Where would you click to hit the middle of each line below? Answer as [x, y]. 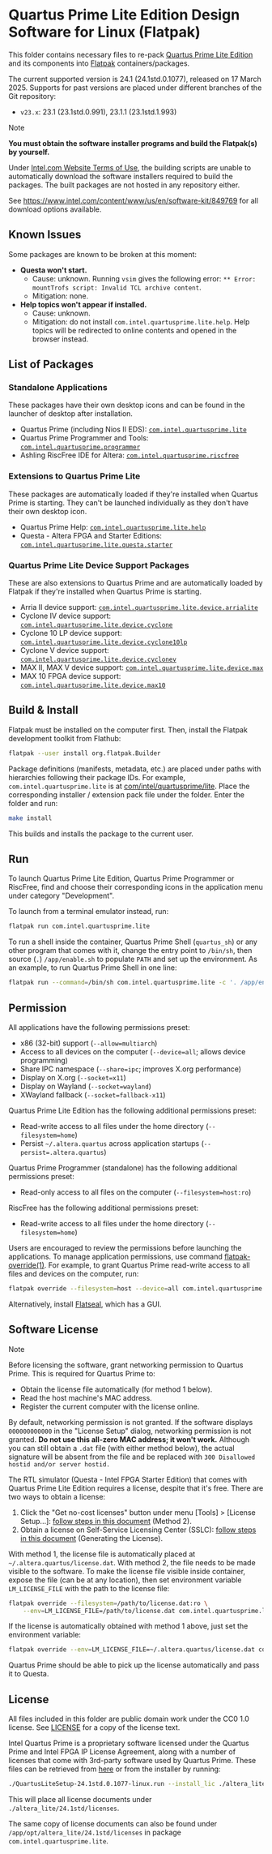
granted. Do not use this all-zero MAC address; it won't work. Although [129, 1439]
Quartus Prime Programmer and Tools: [84, 438]
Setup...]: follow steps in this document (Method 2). [106, 1521]
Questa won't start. [53, 270]
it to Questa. [29, 1674]
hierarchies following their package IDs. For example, [97, 777]
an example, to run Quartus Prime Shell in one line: [93, 968]
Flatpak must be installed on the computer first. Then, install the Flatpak [128, 730]
